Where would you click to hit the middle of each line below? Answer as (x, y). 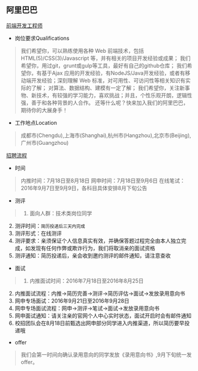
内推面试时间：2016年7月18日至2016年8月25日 (87, 281)
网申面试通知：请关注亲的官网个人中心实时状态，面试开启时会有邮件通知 (103, 315)
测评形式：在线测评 (38, 233)
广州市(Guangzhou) (45, 142)
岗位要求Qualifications (42, 38)
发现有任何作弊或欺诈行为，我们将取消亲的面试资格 (93, 248)
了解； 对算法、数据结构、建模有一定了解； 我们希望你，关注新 (108, 88)
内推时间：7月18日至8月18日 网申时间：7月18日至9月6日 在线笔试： (103, 180)
